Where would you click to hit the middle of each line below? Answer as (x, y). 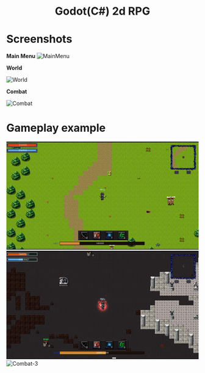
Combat (17, 92)
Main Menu (21, 56)
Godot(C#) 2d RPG (103, 11)
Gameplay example (56, 128)
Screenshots (39, 39)
